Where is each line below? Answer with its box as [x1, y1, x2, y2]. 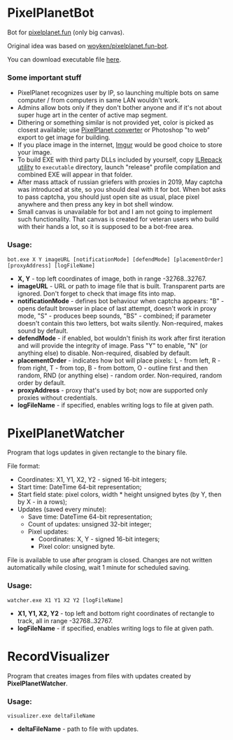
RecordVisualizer [7, 648, 110, 664]
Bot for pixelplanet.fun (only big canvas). [7, 28, 125, 36]
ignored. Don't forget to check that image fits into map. [17, 289, 176, 298]
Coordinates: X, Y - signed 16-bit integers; [38, 535, 160, 543]
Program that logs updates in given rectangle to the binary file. [7, 448, 188, 456]
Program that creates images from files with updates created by [7, 671, 191, 680]
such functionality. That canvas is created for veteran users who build [17, 215, 219, 223]
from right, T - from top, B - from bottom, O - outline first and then [17, 363, 209, 372]
